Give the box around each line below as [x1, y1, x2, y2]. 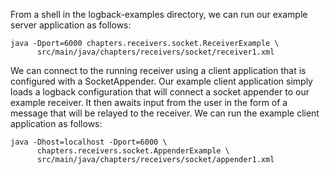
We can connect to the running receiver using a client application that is [10, 65, 307, 76]
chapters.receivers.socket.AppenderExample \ [36, 146, 230, 156]
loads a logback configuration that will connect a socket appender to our [10, 86, 310, 98]
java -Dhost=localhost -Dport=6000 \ [10, 137, 168, 147]
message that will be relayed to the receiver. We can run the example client [10, 107, 320, 119]
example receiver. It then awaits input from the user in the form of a [10, 97, 288, 108]
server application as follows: [10, 19, 132, 31]
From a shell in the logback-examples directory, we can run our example [10, 9, 308, 20]
